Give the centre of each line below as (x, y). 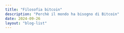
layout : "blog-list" (26, 23)
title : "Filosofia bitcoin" (34, 9)
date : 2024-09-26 (23, 18)
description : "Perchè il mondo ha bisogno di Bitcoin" (62, 14)
